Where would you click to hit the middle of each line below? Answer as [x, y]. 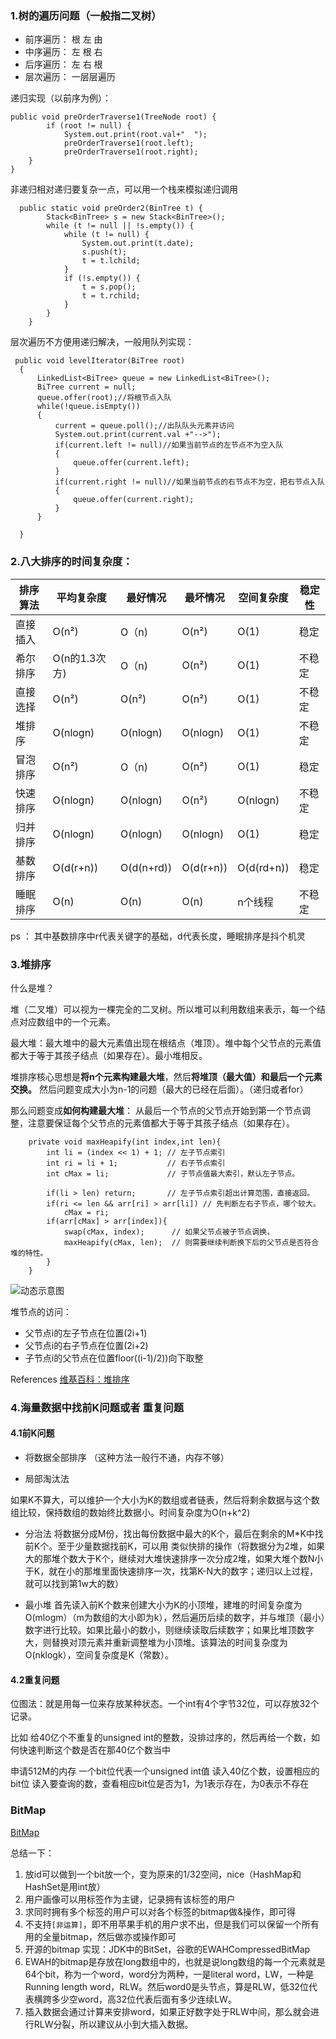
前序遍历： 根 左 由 [63, 39]
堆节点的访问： [41, 1311]
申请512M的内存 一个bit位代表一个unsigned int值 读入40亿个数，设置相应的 [165, 1771]
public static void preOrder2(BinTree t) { [111, 208]
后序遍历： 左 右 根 [63, 64]
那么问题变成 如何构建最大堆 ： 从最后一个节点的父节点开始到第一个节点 [156, 1110]
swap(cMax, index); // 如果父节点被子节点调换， [169, 1232]
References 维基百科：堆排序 [70, 1379]
